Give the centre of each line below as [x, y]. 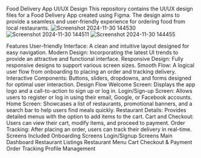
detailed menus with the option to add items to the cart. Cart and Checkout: [100, 116]
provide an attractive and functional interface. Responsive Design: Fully [95, 59]
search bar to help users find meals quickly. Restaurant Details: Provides [96, 110]
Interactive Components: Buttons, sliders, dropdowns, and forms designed [99, 78]
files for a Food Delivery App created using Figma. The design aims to [93, 15]
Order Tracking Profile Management [51, 148]
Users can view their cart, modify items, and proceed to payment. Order [96, 123]
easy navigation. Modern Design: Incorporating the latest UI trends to [92, 52]
